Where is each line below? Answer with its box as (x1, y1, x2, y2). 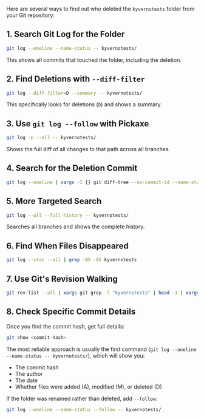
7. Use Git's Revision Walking (6, 273, 118, 284)
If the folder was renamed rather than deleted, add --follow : (6, 395, 158, 402)
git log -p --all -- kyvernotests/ (6, 135, 97, 141)
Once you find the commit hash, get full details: (6, 322, 125, 330)
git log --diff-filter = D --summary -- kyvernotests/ (6, 90, 143, 96)
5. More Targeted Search (6, 196, 102, 206)
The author (15, 370, 43, 377)
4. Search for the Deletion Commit (6, 163, 138, 174)
